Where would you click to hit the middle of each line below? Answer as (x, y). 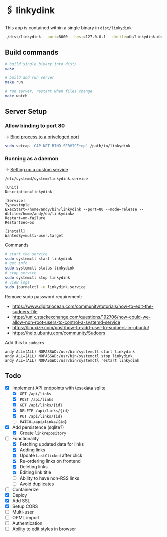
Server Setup (26, 111)
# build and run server (30, 78)
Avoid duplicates (37, 484)
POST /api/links (37, 399)
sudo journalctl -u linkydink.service (45, 287)
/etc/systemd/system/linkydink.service (47, 179)
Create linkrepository (43, 433)
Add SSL (21, 501)
